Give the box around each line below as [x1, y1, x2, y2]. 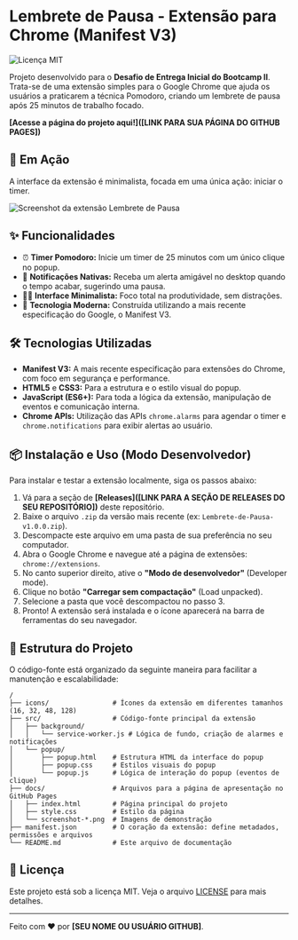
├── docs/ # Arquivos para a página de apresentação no [9, 784, 284, 793]
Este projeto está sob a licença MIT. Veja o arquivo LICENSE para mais [9, 886, 267, 897]
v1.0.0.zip [21, 522, 63, 532]
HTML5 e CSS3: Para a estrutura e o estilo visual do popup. [21, 383, 242, 393]
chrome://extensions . [21, 558, 100, 569]
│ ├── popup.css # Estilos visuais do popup [9, 761, 216, 770]
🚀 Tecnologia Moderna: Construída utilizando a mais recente [21, 299, 247, 310]
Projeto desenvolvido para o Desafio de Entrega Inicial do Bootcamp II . [9, 71, 271, 82]
